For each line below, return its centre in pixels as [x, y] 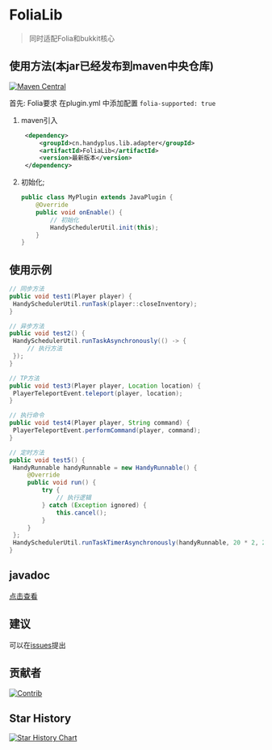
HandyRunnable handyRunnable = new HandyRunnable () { [105, 468]
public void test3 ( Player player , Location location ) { [105, 386]
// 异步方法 [27, 326]
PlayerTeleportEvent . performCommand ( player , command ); [107, 430]
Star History [40, 718]
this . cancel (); [82, 513]
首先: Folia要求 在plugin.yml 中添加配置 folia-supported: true [113, 103]
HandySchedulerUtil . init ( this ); [105, 227]
